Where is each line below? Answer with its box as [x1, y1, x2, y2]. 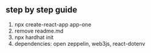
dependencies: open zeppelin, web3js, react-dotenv [14, 40, 146, 47]
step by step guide [5, 5, 78, 15]
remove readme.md [14, 27, 64, 34]
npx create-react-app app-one [14, 20, 92, 28]
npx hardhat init [14, 33, 54, 41]
